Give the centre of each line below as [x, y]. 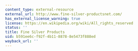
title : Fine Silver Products [35, 32]
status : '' [16, 28]
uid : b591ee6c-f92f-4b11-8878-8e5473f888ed [51, 37]
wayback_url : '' [22, 41]
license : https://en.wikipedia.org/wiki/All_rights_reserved [69, 23]
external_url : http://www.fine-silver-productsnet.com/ [64, 14]
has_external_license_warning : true [43, 18]
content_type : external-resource [39, 9]
